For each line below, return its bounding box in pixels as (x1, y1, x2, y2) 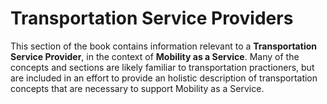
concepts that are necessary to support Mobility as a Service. (10, 82, 265, 94)
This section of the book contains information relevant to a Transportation (10, 40, 317, 52)
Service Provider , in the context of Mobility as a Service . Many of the (10, 50, 300, 62)
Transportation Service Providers (10, 7, 294, 30)
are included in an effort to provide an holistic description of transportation (10, 72, 318, 84)
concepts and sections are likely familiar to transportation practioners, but (10, 61, 315, 73)
